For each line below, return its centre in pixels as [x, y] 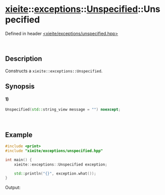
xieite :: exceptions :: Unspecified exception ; [61, 164]
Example [19, 135]
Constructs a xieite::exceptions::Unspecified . [54, 71]
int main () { [19, 160]
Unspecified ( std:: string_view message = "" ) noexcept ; [63, 110]
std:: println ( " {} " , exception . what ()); [55, 173]
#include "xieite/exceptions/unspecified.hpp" [54, 151]
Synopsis [20, 86]
